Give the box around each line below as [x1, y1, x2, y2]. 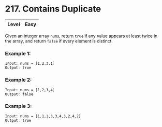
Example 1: [5, 50, 31, 56]
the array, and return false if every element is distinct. [5, 38, 113, 44]
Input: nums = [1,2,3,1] [5, 61, 55, 66]
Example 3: [5, 103, 32, 110]
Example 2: [5, 76, 32, 83]
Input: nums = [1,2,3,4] [5, 87, 55, 92]
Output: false [5, 92, 34, 97]
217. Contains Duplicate [5, 3, 102, 14]
